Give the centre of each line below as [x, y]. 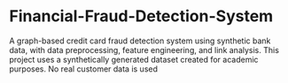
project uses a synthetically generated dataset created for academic [134, 59]
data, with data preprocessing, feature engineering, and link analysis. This [144, 49]
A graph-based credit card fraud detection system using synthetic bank [140, 41]
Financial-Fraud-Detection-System [141, 16]
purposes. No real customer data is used [83, 69]
